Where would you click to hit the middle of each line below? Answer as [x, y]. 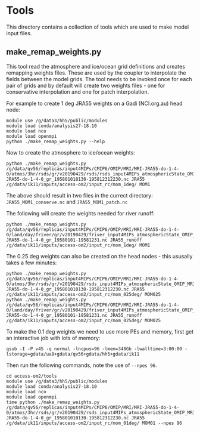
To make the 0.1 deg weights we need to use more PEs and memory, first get [100, 331]
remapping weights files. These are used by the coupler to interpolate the [96, 73]
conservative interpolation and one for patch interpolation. [78, 92]
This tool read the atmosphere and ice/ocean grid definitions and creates [96, 66]
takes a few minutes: [32, 263]
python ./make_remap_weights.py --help [56, 141]
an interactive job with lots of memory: [53, 338]
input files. [19, 33]
